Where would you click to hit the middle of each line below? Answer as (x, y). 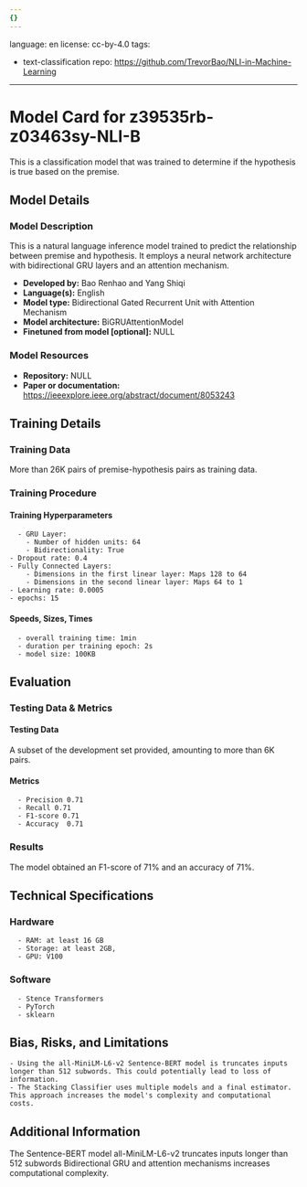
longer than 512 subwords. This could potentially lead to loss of (141, 1072)
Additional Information (75, 1132)
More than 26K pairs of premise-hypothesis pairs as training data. (133, 470)
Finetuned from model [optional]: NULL (99, 332)
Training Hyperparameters (61, 515)
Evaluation (40, 682)
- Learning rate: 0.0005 (57, 591)
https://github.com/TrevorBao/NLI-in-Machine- (203, 61)
